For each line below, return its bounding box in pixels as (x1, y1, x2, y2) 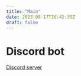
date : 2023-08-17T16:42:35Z (6, 14, 76, 20)
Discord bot (6, 44, 65, 58)
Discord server (6, 64, 43, 71)
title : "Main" (6, 8, 41, 15)
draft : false (6, 19, 38, 25)
